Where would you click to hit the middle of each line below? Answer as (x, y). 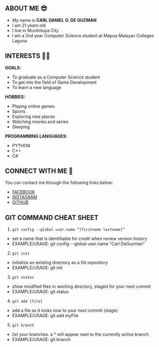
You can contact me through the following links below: (59, 183)
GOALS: (13, 67)
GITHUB (20, 202)
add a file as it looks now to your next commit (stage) (65, 311)
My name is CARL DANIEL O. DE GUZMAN (54, 20)
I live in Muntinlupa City (35, 30)
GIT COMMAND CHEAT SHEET (52, 217)
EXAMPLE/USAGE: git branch (41, 340)
